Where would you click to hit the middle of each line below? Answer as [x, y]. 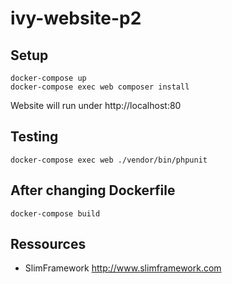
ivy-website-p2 [76, 18]
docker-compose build [55, 213]
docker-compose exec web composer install [100, 87]
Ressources [48, 244]
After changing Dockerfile [93, 190]
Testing [34, 137]
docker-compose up [48, 78]
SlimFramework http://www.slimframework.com [123, 268]
